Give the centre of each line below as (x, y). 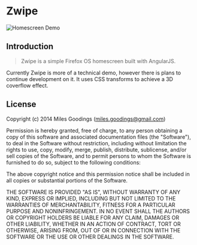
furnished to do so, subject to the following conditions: (73, 162)
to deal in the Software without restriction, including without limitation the (96, 143)
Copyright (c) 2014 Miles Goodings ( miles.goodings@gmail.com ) (86, 119)
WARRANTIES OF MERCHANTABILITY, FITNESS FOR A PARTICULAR (91, 205)
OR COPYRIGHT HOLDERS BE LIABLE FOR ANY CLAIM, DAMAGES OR (93, 217)
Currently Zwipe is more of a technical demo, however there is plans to (94, 73)
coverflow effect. (27, 85)
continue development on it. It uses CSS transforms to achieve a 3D (90, 79)
